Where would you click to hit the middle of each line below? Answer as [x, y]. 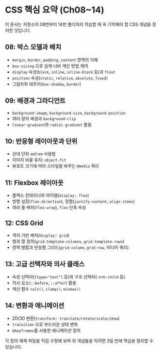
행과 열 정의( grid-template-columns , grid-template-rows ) [68, 241]
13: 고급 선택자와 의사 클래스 [45, 264]
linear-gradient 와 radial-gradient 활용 [52, 125]
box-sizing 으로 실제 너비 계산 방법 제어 [50, 65]
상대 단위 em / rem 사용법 [34, 154]
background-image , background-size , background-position [69, 113]
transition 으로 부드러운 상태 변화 [45, 324]
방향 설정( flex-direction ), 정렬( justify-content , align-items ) [73, 201]
